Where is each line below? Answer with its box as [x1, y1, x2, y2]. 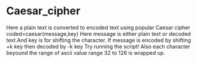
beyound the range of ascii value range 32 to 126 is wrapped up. [6, 49, 166, 56]
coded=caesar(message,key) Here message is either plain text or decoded [6, 30, 191, 37]
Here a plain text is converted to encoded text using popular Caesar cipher [6, 24, 190, 31]
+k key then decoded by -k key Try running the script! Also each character [6, 43, 190, 50]
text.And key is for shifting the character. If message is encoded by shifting [6, 36, 192, 44]
